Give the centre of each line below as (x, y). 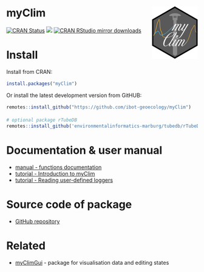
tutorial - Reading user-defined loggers (64, 180)
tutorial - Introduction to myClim (55, 174)
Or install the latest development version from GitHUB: (74, 95)
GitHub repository (37, 222)
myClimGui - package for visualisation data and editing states (92, 263)
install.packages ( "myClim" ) (42, 84)
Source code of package (69, 204)
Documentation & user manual (84, 151)
